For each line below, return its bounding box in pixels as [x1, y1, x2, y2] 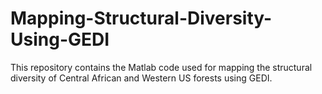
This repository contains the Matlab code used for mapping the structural [10, 61, 313, 73]
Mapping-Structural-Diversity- [10, 7, 273, 30]
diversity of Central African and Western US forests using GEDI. [10, 72, 273, 84]
